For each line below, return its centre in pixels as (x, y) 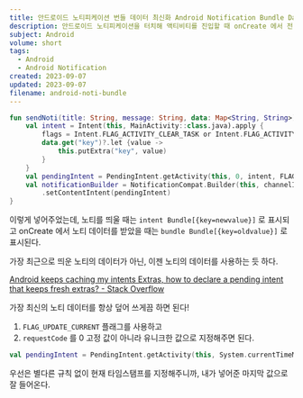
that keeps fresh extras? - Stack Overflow (87, 289)
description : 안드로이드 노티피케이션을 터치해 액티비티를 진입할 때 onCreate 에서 (146, 26)
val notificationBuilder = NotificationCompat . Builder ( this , (142, 185)
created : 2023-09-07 (48, 77)
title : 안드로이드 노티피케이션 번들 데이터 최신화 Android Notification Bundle (147, 18)
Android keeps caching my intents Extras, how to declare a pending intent (147, 279)
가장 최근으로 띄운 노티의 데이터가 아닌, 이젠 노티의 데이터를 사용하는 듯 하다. (144, 261)
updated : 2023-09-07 (48, 85)
